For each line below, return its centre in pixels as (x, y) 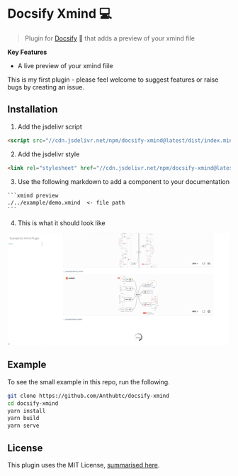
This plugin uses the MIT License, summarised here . (84, 465)
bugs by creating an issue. (46, 87)
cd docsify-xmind (33, 403)
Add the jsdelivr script (50, 126)
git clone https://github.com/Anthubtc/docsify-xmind (89, 396)
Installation (33, 110)
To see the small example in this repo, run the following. (89, 382)
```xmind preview (33, 195)
